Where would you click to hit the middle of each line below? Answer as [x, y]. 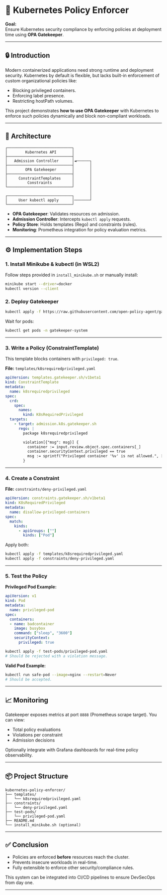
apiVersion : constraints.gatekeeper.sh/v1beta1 [55, 498]
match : [16, 521]
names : [25, 410]
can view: [15, 720]
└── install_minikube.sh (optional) [43, 825]
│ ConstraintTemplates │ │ [49, 178]
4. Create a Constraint [32, 478]
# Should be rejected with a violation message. [56, 656]
